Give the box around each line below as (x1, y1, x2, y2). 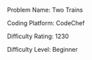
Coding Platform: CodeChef (7, 19, 85, 27)
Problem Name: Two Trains (7, 6, 83, 14)
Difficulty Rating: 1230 (7, 32, 70, 40)
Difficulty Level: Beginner (7, 46, 78, 53)
